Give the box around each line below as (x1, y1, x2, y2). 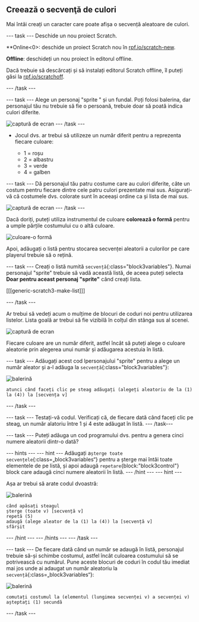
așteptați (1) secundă (6, 599, 62, 605)
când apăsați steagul (6, 502, 60, 509)
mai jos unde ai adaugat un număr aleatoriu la (6, 564, 118, 571)
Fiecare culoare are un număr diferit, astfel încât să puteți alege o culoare (6, 339, 185, 347)
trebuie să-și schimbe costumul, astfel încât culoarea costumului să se (6, 552, 179, 559)
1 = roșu (23, 149, 43, 156)
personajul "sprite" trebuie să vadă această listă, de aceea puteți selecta (6, 269, 184, 276)
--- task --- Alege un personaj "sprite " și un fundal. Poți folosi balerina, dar (6, 96, 191, 103)
